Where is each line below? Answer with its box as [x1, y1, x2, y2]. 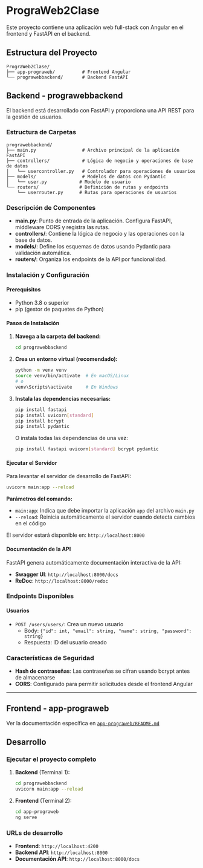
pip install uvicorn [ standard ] [14, 412, 94, 418]
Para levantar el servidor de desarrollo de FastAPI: [6, 473, 132, 480]
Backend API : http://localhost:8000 [14, 849, 108, 856]
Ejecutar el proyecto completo [6, 755, 97, 763]
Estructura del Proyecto [6, 48, 98, 58]
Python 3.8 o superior [14, 299, 69, 306]
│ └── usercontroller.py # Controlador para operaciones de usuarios [6, 168, 196, 174]
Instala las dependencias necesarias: [14, 395, 111, 402]
